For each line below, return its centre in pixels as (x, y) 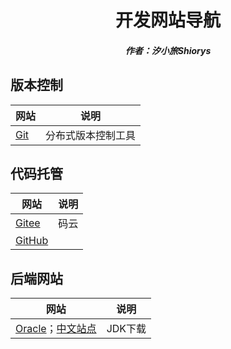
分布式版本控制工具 (91, 135)
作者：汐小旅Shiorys (168, 50)
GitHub (32, 241)
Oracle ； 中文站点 (56, 329)
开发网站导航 (167, 20)
